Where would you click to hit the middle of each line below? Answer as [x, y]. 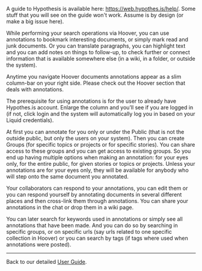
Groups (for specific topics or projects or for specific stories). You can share [101, 145]
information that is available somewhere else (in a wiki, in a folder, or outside [101, 59]
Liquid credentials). [30, 120]
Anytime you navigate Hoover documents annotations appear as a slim [94, 77]
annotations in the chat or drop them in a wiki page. [70, 207]
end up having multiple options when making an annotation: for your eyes [97, 157]
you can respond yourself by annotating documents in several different [94, 194]
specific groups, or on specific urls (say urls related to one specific [89, 232]
